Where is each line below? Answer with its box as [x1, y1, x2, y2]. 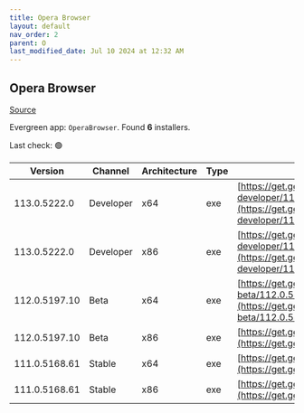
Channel [91, 164, 129, 177]
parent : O [9, 38, 47, 48]
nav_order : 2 [9, 30, 59, 39]
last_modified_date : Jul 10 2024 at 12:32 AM [9, 47, 184, 56]
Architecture [141, 164, 197, 177]
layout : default [9, 22, 71, 31]
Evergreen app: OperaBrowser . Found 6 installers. [9, 121, 191, 132]
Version [30, 164, 65, 177]
